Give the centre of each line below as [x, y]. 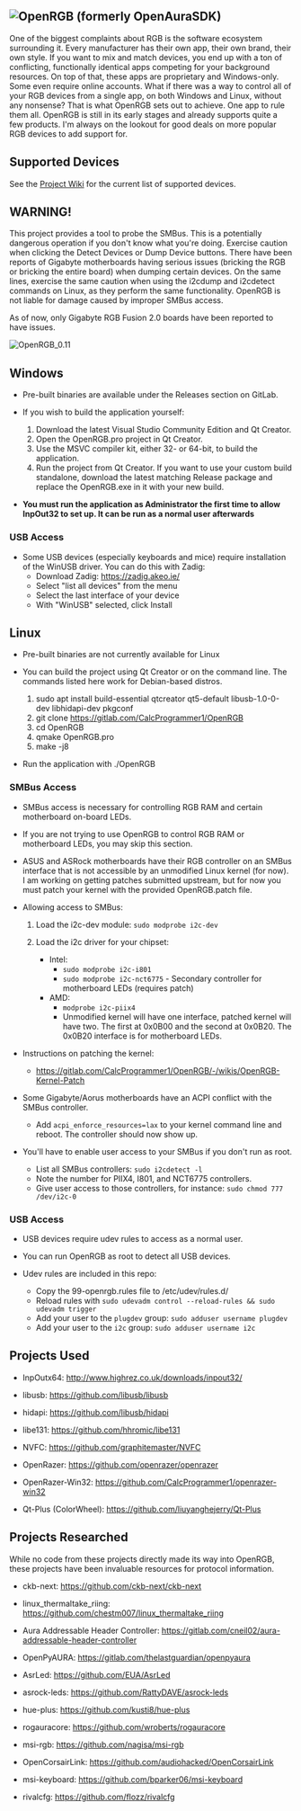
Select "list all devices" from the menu [106, 585]
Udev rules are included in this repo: [89, 1273]
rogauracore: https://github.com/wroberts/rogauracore [124, 1726]
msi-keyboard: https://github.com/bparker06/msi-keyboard [133, 1779]
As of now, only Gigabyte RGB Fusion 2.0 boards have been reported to [142, 318]
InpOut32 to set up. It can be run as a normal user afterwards [138, 514]
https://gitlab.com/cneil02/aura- [221, 1630]
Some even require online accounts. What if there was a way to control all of [150, 85]
